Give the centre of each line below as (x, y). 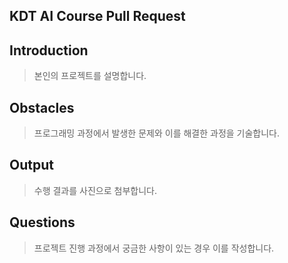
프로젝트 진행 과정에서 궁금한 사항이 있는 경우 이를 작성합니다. (154, 248)
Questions (42, 222)
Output (31, 165)
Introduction (49, 50)
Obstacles (42, 107)
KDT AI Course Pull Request (97, 16)
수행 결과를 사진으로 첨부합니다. (95, 190)
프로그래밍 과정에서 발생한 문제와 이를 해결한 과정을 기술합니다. (157, 133)
